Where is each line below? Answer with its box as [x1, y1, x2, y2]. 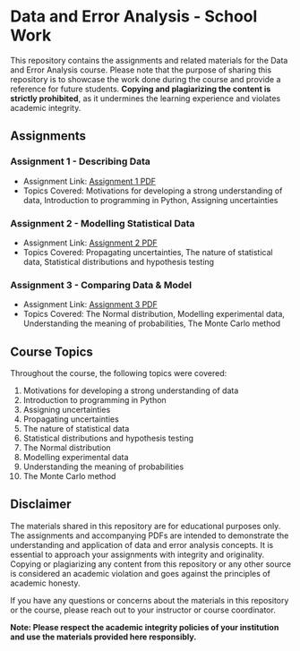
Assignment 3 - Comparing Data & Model [10, 278, 192, 291]
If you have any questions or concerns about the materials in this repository [10, 595, 289, 605]
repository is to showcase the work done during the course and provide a [10, 73, 281, 84]
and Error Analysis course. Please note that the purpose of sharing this [10, 64, 272, 75]
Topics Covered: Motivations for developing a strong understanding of [22, 185, 283, 196]
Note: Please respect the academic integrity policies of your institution [10, 621, 279, 632]
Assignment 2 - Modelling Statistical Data [10, 217, 195, 229]
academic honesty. [10, 578, 81, 588]
